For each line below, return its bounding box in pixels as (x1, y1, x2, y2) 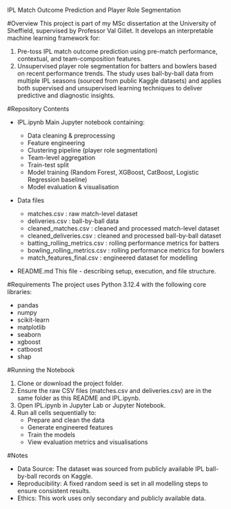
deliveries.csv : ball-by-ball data (27, 217, 119, 225)
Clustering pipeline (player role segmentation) (27, 146, 158, 154)
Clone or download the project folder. (17, 379, 124, 387)
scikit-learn (17, 316, 50, 324)
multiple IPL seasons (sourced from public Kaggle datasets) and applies (17, 77, 222, 85)
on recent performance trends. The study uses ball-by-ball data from (17, 69, 214, 77)
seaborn (17, 331, 41, 338)
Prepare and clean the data (27, 416, 105, 424)
